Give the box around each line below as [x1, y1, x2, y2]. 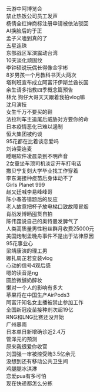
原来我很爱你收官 [6, 343, 48, 350]
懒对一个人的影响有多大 [6, 284, 63, 291]
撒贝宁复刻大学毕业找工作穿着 [6, 167, 78, 174]
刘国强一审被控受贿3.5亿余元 [6, 350, 76, 357]
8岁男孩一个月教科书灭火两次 [6, 71, 76, 78]
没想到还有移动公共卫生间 [6, 358, 68, 364]
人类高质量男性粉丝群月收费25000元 [6, 225, 95, 232]
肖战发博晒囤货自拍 [6, 210, 53, 217]
